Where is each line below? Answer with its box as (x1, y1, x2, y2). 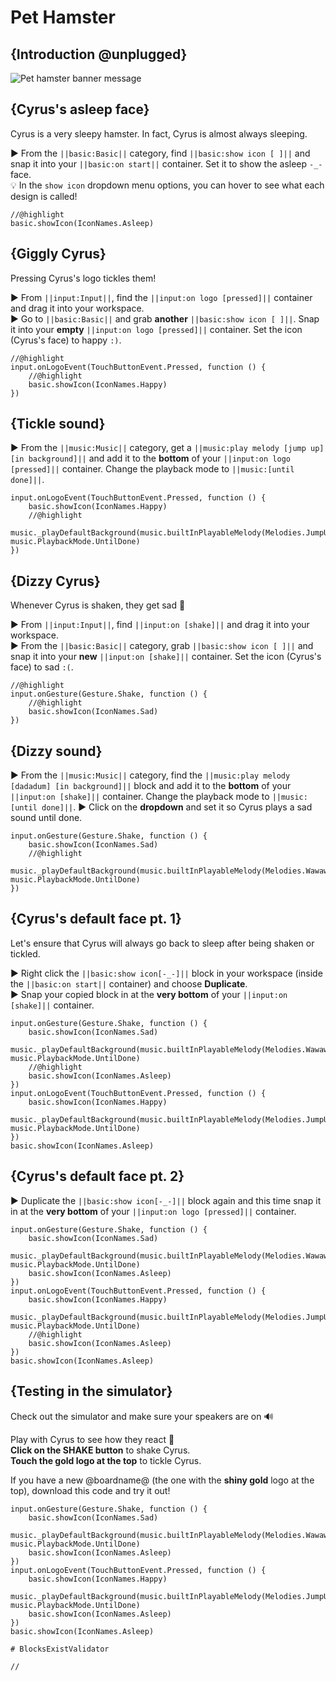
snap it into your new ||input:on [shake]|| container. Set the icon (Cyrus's (10, 651, 322, 663)
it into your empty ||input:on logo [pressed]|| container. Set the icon (10, 323, 303, 335)
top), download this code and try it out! (10, 1484, 171, 1496)
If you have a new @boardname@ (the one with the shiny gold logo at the (10, 1474, 315, 1486)
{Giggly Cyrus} (10, 246, 107, 263)
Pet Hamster (10, 6, 116, 29)
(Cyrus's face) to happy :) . (10, 334, 122, 346)
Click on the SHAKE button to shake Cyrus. (10, 1444, 191, 1456)
